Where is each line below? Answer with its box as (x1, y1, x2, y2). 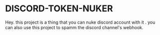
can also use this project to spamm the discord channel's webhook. (5, 24, 144, 30)
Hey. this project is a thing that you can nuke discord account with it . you (5, 19, 156, 25)
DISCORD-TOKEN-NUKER (5, 3, 113, 14)
